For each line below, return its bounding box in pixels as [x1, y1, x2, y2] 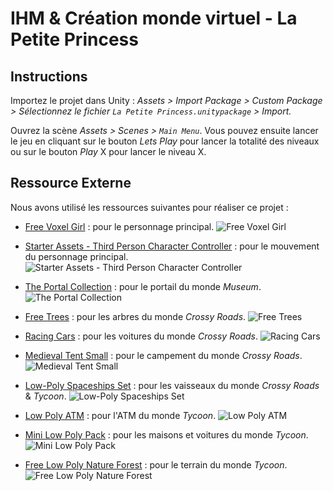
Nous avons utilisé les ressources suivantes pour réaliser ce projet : [10, 201, 289, 213]
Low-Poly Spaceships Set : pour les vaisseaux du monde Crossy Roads [24, 379, 320, 391]
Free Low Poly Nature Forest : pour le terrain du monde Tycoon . [24, 458, 288, 471]
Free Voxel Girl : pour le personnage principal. [24, 220, 215, 232]
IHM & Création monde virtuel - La [10, 7, 298, 30]
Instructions [10, 68, 88, 85]
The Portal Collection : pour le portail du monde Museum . [24, 280, 262, 292]
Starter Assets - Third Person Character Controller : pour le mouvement [24, 240, 320, 252]
